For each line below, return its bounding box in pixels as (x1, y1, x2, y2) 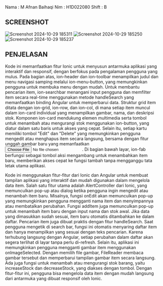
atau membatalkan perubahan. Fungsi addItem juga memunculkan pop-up (5, 203, 154, 209)
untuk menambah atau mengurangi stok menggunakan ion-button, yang (5, 120, 149, 126)
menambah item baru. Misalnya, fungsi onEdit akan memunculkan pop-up (5, 193, 153, 198)
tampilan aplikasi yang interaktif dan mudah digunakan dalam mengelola (5, 177, 150, 183)
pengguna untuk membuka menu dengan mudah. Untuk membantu (5, 84, 140, 89)
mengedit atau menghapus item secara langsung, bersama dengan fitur (5, 136, 149, 142)
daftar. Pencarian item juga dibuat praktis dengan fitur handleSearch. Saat (5, 218, 153, 224)
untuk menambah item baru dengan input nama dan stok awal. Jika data (5, 208, 150, 214)
